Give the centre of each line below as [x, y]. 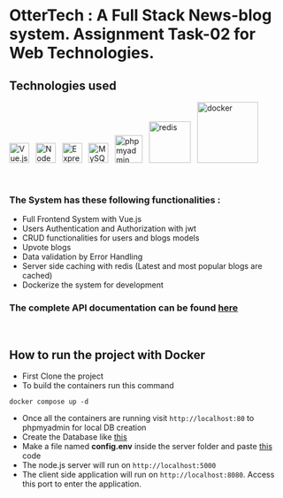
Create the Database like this [75, 437]
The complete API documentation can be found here [124, 308]
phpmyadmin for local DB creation [84, 428]
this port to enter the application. [81, 484]
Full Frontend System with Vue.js [82, 219]
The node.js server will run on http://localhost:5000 [119, 465]
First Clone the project [63, 376]
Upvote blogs [46, 248]
